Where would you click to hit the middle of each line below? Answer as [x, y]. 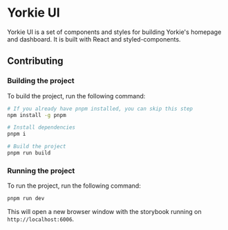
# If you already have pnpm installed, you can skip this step [100, 109]
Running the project [41, 170]
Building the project [41, 81]
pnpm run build [29, 153]
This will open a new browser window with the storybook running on [104, 212]
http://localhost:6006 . [41, 219]
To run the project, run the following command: [74, 186]
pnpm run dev [26, 199]
